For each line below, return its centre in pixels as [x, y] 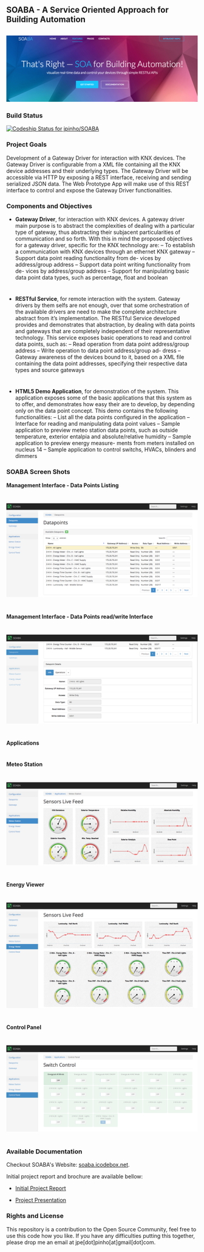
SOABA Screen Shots [38, 472]
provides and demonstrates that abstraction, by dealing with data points [105, 325]
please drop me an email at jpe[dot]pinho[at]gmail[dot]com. [81, 1242]
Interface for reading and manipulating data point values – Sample [97, 424]
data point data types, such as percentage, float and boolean [91, 277]
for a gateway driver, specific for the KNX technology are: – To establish [105, 245]
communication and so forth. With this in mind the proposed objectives [104, 238]
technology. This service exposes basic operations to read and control [103, 338]
